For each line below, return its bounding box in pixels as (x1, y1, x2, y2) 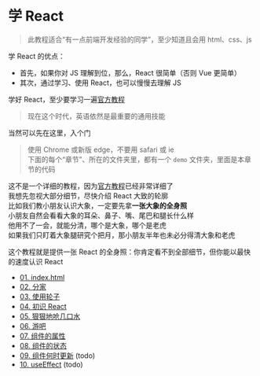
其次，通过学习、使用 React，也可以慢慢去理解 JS (19, 78, 182, 87)
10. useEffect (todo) (19, 359, 84, 369)
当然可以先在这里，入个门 (8, 127, 91, 138)
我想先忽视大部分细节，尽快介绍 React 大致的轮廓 (8, 190, 169, 201)
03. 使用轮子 (19, 292, 60, 301)
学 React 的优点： (8, 51, 65, 61)
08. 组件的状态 (19, 341, 67, 350)
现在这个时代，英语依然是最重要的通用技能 (27, 111, 166, 120)
